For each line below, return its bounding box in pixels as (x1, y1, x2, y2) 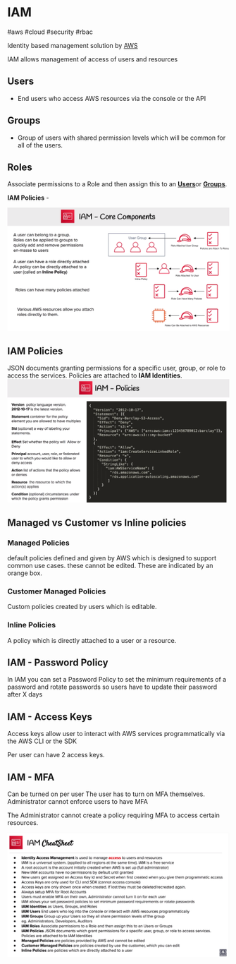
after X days (7, 690, 43, 699)
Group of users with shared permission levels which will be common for (17, 133, 226, 142)
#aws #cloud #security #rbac (7, 28, 94, 36)
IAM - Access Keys (7, 711, 93, 723)
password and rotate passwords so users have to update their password (7, 682, 218, 692)
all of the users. (17, 140, 63, 149)
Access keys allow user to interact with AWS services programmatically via (7, 730, 225, 738)
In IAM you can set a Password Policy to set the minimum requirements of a (7, 675, 227, 684)
